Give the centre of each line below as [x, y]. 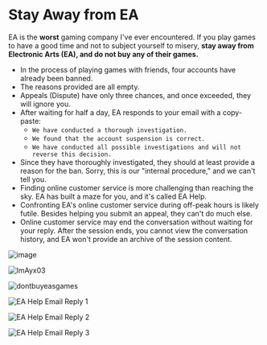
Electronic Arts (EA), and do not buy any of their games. [103, 54]
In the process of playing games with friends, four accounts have [127, 69]
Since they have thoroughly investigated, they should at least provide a [138, 162]
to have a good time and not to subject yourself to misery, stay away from [131, 45]
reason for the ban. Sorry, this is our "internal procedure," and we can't [138, 170]
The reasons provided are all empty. [80, 87]
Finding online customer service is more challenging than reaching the [137, 187]
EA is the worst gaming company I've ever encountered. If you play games [132, 37]
